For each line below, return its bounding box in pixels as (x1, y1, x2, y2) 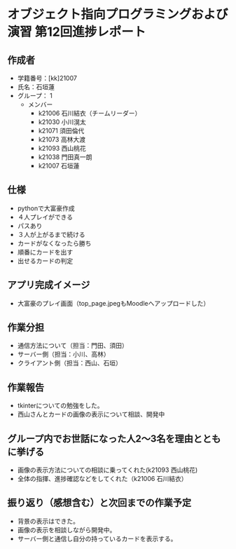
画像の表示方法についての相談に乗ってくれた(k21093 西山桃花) (17, 466, 198, 474)
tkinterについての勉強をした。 (17, 401, 104, 410)
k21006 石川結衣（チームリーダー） (38, 109, 141, 117)
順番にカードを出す (17, 248, 74, 256)
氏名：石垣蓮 (17, 83, 55, 91)
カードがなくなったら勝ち (17, 239, 92, 248)
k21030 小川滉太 (38, 118, 86, 126)
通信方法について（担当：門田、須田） (17, 341, 128, 350)
